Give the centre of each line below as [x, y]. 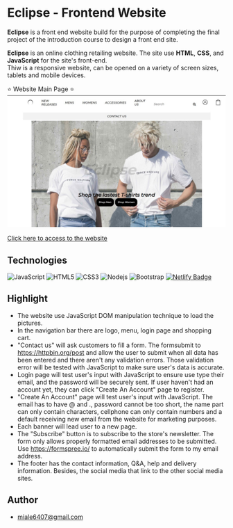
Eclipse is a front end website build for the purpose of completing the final [113, 32]
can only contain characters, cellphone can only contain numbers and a [120, 411]
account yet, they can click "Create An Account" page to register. [111, 389]
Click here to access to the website [57, 239]
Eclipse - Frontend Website [87, 13]
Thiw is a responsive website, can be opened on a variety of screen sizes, [113, 67]
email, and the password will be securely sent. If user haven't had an [115, 382]
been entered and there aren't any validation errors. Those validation [115, 360]
